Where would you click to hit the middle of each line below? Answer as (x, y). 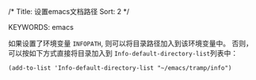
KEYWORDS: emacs (41, 27)
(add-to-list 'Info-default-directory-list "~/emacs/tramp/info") (120, 68)
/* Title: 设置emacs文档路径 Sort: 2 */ (69, 11)
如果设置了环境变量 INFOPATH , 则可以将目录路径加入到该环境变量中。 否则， (131, 43)
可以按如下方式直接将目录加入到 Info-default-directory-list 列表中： (123, 53)
